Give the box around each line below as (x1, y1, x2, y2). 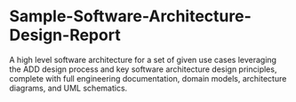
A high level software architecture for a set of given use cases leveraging (9, 54, 277, 65)
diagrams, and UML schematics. (9, 82, 128, 93)
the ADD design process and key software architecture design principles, (9, 64, 277, 75)
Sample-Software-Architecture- (9, 6, 252, 27)
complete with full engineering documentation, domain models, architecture (9, 73, 287, 83)
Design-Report (9, 25, 122, 45)
